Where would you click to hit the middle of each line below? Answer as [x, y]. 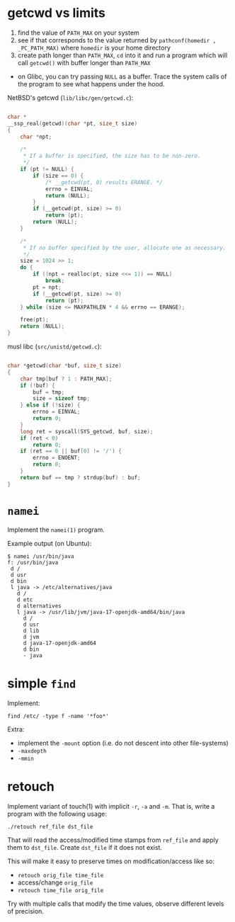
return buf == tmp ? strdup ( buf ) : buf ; [80, 477]
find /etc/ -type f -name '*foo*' [58, 716]
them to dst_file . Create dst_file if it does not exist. [85, 847]
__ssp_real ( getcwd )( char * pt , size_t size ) [73, 123]
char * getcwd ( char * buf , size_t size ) [64, 366]
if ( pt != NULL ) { [47, 169]
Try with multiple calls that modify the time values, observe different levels [116, 904]
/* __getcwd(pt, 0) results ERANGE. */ [104, 182]
